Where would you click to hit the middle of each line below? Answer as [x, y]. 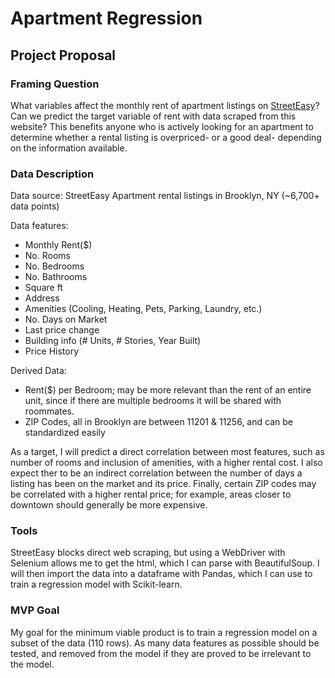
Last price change [62, 330]
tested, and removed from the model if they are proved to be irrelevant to [161, 653]
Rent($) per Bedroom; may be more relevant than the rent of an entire [168, 390]
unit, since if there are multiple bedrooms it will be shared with [153, 401]
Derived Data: [38, 371]
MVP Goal [35, 610]
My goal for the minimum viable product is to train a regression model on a [164, 632]
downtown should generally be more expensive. [109, 505]
